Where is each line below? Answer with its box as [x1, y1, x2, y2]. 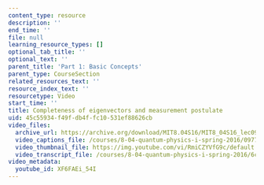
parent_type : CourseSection [8, 70, 101, 78]
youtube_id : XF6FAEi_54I [15, 165, 97, 173]
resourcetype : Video [8, 92, 76, 100]
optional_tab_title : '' [8, 48, 86, 56]
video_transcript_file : [15, 150, 93, 158]
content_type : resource [8, 11, 86, 20]
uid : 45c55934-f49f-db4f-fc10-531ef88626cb [8, 114, 153, 122]
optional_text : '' [8, 56, 68, 64]
